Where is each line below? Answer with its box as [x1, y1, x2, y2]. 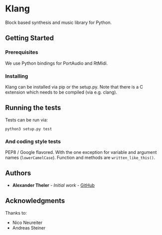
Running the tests [5, 104, 61, 112]
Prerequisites [5, 49, 38, 56]
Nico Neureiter [12, 220, 43, 226]
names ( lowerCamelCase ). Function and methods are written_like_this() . [5, 155, 156, 161]
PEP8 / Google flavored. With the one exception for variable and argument [5, 149, 157, 155]
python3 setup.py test [5, 126, 52, 131]
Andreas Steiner [12, 225, 46, 231]
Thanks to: [5, 210, 27, 216]
